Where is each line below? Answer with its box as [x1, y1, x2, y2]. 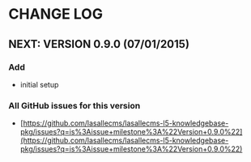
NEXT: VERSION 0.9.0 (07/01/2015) [8, 37, 190, 51]
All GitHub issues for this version [8, 100, 141, 111]
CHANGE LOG [8, 5, 104, 23]
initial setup [19, 79, 59, 89]
